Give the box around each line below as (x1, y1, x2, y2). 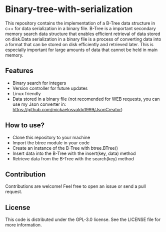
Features (5, 67, 33, 75)
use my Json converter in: (12, 101, 66, 107)
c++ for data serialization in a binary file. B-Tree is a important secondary (5, 25, 156, 31)
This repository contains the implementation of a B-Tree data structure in (5, 20, 155, 26)
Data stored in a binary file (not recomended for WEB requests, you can (12, 96, 160, 102)
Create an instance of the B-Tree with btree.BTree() (12, 145, 118, 151)
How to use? (5, 121, 45, 130)
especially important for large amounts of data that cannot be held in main (5, 47, 158, 53)
